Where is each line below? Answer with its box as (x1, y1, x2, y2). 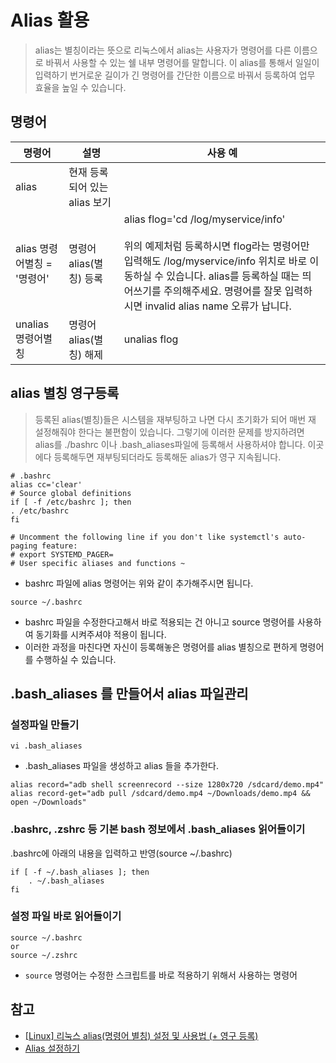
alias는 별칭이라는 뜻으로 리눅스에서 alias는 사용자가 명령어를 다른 (34, 44, 292, 56)
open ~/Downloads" (10, 797, 87, 808)
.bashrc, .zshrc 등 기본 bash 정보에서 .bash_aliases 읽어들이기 (10, 822, 306, 836)
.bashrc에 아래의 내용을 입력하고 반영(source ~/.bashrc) (10, 847, 233, 859)
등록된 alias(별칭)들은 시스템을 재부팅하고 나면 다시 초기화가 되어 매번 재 (34, 413, 317, 425)
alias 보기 (68, 195, 112, 209)
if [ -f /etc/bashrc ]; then (10, 497, 132, 507)
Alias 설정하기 (24, 1042, 80, 1054)
